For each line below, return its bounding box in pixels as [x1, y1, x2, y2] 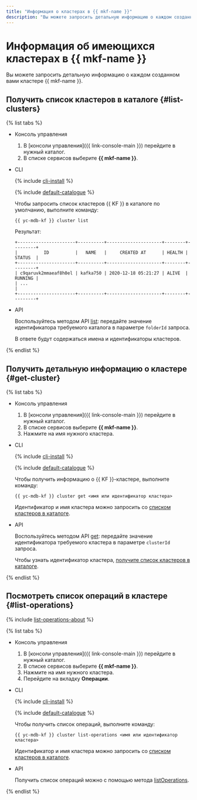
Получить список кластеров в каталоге [6, 95, 158, 105]
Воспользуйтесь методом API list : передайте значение [14, 318, 152, 325]
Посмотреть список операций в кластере [6, 591, 168, 601]
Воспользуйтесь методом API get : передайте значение [14, 533, 153, 540]
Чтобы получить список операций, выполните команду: [14, 721, 155, 728]
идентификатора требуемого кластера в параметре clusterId [14, 539, 171, 546]
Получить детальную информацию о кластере [6, 364, 188, 374]
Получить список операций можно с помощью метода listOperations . [14, 776, 189, 784]
